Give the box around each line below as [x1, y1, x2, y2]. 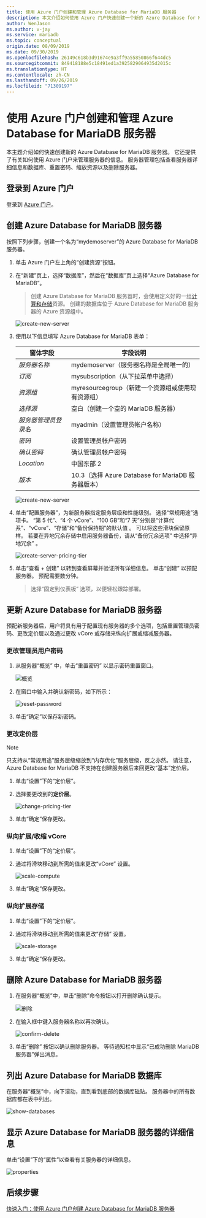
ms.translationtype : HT [6, 66, 67, 72]
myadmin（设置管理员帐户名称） [71, 420, 166, 429]
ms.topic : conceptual [6, 37, 62, 44]
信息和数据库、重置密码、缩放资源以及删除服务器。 [11, 163, 141, 170]
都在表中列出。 [17, 1095, 55, 1103]
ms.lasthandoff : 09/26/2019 [6, 77, 78, 83]
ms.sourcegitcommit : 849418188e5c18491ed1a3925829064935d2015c [6, 60, 172, 66]
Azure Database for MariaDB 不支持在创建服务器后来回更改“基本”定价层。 [6, 764, 193, 772]
